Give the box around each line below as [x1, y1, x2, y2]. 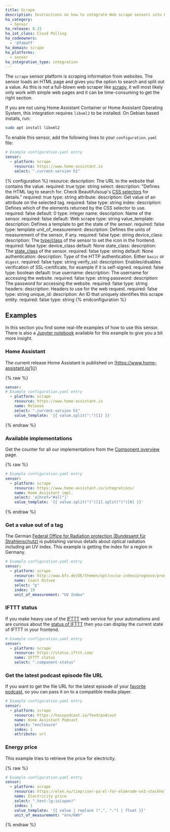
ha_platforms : [5, 50, 35, 55]
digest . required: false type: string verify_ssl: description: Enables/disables [5, 258, 161, 264]
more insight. [5, 336, 33, 342]
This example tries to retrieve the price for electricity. [5, 755, 116, 761]
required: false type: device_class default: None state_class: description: [5, 242, 156, 249]
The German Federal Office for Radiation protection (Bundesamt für [5, 533, 146, 539]
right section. [5, 95, 33, 101]
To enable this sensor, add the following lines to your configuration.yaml [5, 135, 157, 141]
